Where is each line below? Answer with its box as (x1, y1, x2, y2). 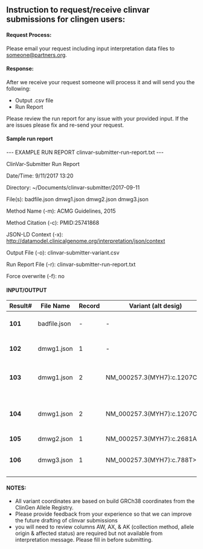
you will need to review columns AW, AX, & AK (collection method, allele (14, 524, 195, 531)
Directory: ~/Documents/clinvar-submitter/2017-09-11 (6, 184, 140, 191)
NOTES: (6, 484, 27, 491)
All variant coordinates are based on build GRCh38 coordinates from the (14, 497, 195, 505)
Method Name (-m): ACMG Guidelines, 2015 (6, 207, 116, 215)
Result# (9, 302, 32, 310)
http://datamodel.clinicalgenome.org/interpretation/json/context (6, 238, 166, 244)
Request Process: (6, 31, 52, 38)
